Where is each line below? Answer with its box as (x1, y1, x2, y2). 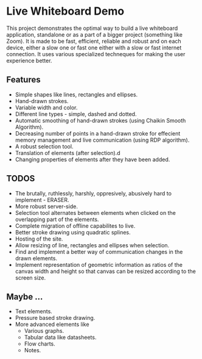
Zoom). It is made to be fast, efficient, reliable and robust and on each (6, 37, 181, 45)
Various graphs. (24, 327, 64, 335)
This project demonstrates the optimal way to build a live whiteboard (6, 24, 178, 32)
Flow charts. (24, 340, 56, 347)
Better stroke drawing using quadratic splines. (15, 228, 131, 236)
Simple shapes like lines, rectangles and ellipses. (15, 90, 138, 98)
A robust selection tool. (15, 142, 74, 150)
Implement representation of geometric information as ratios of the (15, 261, 183, 268)
